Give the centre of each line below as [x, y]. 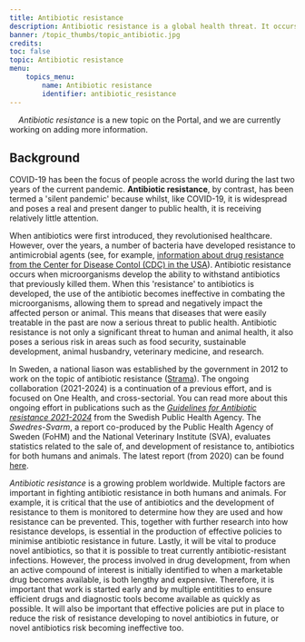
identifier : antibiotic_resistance [109, 94]
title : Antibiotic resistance [67, 18]
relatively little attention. [54, 218]
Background [44, 158]
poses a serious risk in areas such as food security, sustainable [128, 342]
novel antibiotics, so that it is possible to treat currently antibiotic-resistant [148, 551]
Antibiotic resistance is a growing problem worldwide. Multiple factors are [148, 483]
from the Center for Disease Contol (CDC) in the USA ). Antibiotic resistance [151, 265]
